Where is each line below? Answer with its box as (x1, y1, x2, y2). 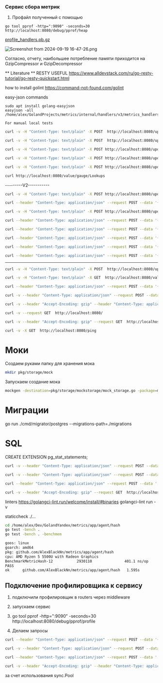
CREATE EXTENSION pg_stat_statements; (5, 454, 88, 460)
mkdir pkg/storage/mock (5, 370, 53, 375)
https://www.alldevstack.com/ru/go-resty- (68, 70, 154, 76)
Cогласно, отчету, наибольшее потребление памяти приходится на (5, 56, 146, 61)
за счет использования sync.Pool (5, 672, 74, 678)
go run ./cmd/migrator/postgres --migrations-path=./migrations (5, 421, 132, 427)
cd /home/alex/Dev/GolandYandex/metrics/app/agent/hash (5, 523, 120, 527)
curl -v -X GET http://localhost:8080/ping (5, 328, 97, 333)
